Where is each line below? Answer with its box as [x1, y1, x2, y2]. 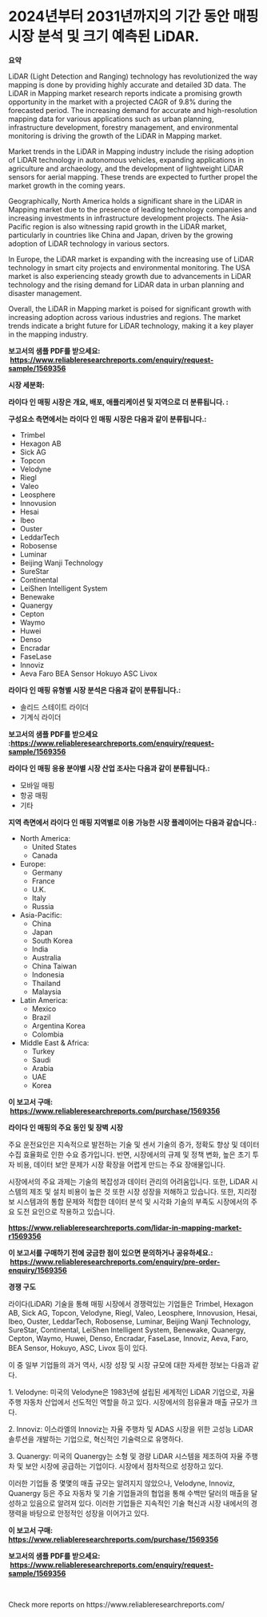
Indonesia [31, 969, 65, 979]
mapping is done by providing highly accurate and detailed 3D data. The [8, 79, 246, 89]
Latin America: [19, 995, 68, 1005]
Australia [31, 952, 62, 962]
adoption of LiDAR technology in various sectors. [8, 238, 169, 249]
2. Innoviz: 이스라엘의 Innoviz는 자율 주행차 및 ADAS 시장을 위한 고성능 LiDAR [8, 1424, 253, 1433]
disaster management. [8, 288, 82, 297]
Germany [31, 867, 62, 877]
